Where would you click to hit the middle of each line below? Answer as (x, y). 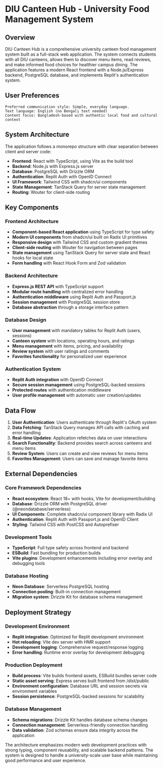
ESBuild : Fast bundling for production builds (56, 553)
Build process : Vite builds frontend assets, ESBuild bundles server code (84, 676)
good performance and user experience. (46, 760)
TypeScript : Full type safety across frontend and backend (70, 548)
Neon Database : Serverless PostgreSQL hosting (61, 586)
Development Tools (28, 537)
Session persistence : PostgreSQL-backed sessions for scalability (78, 696)
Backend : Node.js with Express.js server (53, 166)
